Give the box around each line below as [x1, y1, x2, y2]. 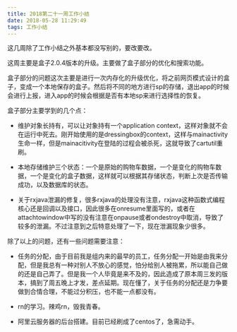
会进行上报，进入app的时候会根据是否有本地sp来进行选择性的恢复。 [7, 91, 205, 100]
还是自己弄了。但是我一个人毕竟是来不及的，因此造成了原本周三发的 [23, 270, 222, 278]
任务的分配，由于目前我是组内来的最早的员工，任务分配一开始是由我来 [17, 252, 222, 261]
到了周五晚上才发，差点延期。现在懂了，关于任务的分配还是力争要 [36, 278, 228, 287]
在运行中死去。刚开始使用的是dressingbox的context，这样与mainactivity [17, 130, 228, 138]
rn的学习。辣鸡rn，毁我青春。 [17, 302, 104, 311]
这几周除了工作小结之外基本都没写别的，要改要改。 [7, 44, 156, 52]
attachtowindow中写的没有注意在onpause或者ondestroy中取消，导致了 [17, 213, 224, 222]
